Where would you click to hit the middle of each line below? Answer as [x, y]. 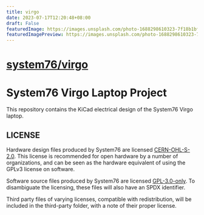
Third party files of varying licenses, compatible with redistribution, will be [99, 199]
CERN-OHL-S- [172, 150]
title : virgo [23, 12]
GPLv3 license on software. [40, 169]
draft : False [23, 23]
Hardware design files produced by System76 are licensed [80, 150]
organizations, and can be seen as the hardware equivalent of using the [96, 163]
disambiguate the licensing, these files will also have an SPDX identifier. [96, 188]
